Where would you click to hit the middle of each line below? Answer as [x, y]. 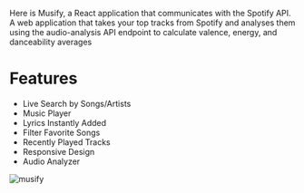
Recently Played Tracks [66, 142]
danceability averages [51, 42]
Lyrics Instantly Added [64, 122]
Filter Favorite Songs [61, 132]
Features [44, 78]
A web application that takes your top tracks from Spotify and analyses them [152, 23]
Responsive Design [59, 151]
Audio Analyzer [51, 161]
